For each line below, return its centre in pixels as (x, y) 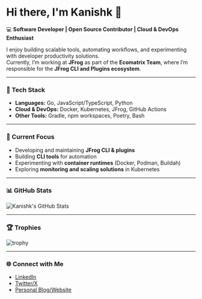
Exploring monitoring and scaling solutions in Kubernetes (87, 169)
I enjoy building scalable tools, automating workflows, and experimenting (96, 49)
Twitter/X (26, 283)
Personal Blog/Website (43, 290)
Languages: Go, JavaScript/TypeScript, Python (74, 103)
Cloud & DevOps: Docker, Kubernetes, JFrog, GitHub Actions (91, 109)
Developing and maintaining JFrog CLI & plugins (75, 150)
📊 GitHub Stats (29, 190)
